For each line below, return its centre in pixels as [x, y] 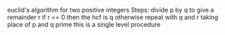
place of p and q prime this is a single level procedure [84, 24]
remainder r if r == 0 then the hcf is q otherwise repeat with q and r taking [113, 17]
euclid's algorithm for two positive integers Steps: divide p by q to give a [110, 10]
